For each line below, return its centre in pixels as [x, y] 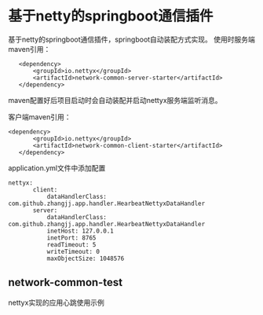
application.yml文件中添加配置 [57, 168]
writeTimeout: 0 [73, 251]
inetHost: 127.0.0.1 [80, 231]
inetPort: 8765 [71, 238]
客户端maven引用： [40, 117]
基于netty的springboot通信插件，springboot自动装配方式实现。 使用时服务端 [131, 39]
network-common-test [66, 282]
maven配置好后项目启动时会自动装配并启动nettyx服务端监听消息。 [115, 100]
